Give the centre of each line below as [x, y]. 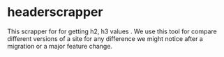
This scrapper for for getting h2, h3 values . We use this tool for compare [112, 31]
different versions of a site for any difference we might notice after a [105, 38]
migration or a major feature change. [60, 46]
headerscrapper [55, 12]
